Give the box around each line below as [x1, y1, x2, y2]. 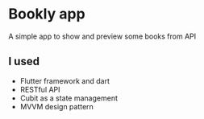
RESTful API [19, 84, 60, 94]
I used [8, 55, 40, 68]
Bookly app [8, 5, 86, 23]
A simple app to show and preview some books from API [8, 31, 197, 41]
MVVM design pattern [19, 101, 94, 111]
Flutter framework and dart [19, 76, 110, 85]
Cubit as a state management [19, 93, 119, 103]
